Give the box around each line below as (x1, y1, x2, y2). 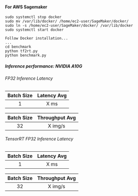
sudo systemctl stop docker (5, 15, 62, 19)
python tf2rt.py (5, 49, 38, 53)
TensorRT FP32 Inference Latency (5, 136, 74, 142)
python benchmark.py (5, 53, 47, 58)
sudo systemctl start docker (5, 27, 64, 33)
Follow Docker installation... (5, 36, 68, 41)
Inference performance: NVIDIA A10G (5, 63, 82, 69)
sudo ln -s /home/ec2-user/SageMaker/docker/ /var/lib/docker (5, 23, 133, 28)
